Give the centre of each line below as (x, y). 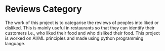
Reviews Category (44, 9)
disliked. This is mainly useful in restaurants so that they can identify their (80, 27)
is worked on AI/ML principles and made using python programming (74, 38)
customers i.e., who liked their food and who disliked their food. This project (82, 33)
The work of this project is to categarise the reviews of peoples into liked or (82, 23)
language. (15, 43)
